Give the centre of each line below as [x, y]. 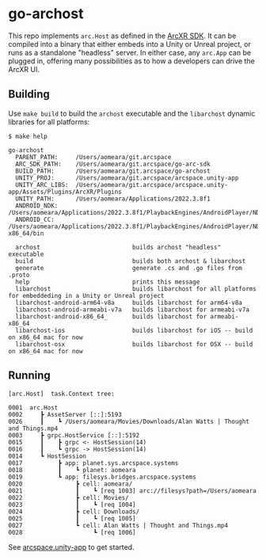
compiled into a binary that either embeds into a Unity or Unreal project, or [129, 44]
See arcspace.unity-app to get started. [71, 547]
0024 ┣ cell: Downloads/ [74, 512]
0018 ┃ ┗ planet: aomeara [72, 470]
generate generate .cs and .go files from [129, 268]
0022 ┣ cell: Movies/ [68, 497]
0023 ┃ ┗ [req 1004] [72, 505]
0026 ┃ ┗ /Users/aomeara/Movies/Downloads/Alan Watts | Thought [129, 421]
